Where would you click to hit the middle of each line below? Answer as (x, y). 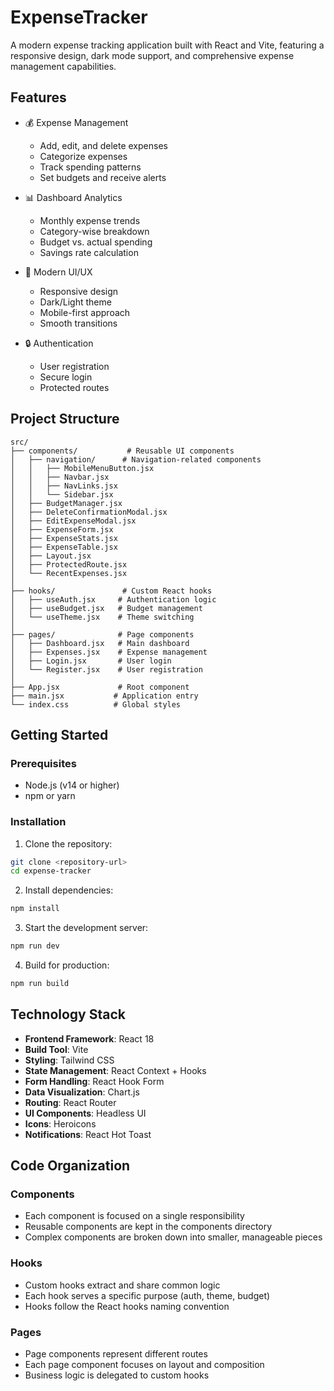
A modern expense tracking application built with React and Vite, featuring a (167, 45)
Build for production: (67, 965)
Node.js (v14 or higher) (72, 785)
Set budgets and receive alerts (103, 177)
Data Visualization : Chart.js (82, 1092)
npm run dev (35, 946)
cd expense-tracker (51, 871)
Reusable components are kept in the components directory (148, 1227)
